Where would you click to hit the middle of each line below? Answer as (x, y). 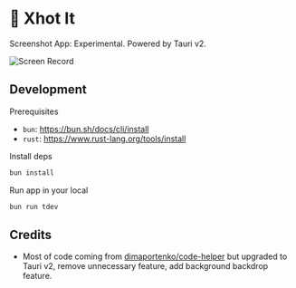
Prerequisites (34, 111)
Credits (31, 235)
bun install (32, 173)
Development (48, 90)
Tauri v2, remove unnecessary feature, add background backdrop (145, 266)
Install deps (31, 156)
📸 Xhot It (42, 19)
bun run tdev (34, 206)
